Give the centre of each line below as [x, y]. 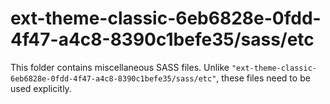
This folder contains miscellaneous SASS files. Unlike [120, 67]
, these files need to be [263, 78]
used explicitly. [41, 88]
